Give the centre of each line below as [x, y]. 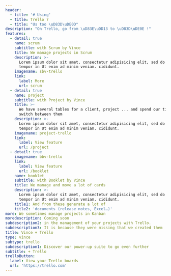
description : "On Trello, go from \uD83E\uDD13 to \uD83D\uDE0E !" [78, 29]
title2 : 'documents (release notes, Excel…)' [64, 209]
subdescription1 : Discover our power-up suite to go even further [77, 247]
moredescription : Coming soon [37, 218]
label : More [31, 81]
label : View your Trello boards [44, 261]
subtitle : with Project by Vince [50, 100]
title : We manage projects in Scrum [53, 52]
